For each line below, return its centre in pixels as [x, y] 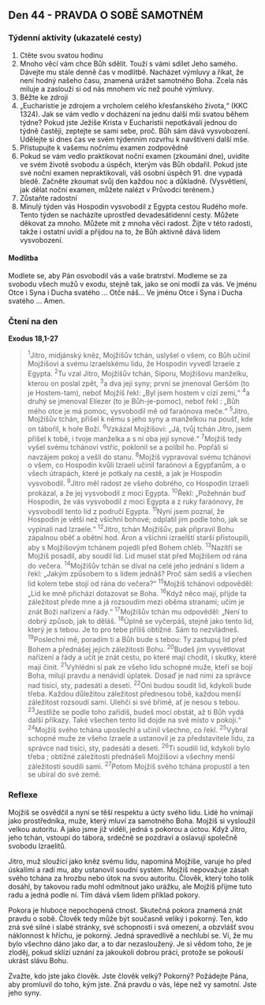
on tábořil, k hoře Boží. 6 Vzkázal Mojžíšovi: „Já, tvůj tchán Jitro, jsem [139, 429]
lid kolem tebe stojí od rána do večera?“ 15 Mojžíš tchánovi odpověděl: [140, 583]
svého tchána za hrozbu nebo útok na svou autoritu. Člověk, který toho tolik [131, 878]
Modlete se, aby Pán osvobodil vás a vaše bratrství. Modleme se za [118, 275]
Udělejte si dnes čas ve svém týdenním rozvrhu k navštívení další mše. [134, 139]
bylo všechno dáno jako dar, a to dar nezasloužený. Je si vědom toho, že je [130, 943]
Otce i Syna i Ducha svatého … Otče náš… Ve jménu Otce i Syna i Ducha [125, 292]
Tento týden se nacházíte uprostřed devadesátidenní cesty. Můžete [129, 214]
